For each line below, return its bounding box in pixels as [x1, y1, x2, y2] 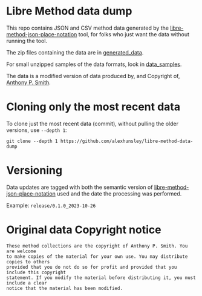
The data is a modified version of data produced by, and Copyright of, [6, 72, 180, 79]
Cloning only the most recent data [6, 100, 180, 114]
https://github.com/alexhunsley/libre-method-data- [60, 138, 194, 144]
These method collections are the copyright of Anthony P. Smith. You [6, 243, 188, 249]
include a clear [6, 280, 47, 286]
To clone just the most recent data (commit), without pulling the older [6, 120, 178, 127]
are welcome [6, 248, 36, 254]
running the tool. [6, 37, 47, 44]
